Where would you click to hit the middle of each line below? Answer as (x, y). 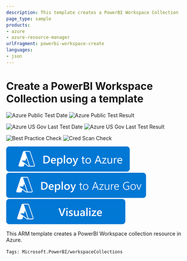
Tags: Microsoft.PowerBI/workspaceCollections (65, 252)
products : (18, 25)
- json (14, 56)
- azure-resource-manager (38, 38)
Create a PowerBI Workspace (80, 86)
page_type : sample (29, 19)
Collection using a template (75, 99)
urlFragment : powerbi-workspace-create (55, 44)
